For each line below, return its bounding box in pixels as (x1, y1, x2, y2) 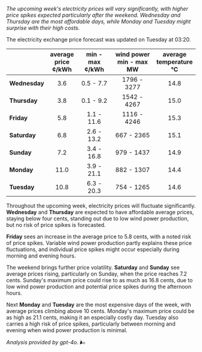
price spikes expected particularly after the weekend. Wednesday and (6, 11, 181, 19)
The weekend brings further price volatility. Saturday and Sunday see (6, 264, 180, 271)
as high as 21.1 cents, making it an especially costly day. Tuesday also (6, 314, 179, 321)
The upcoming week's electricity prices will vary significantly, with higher (6, 5, 188, 12)
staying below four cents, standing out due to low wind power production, (6, 215, 189, 222)
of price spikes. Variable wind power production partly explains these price (6, 239, 192, 246)
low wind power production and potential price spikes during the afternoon (6, 283, 191, 290)
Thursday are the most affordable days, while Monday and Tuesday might (6, 18, 191, 25)
